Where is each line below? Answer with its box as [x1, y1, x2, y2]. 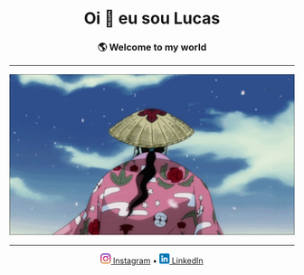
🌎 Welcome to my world [97, 41, 207, 53]
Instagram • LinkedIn [112, 255, 204, 266]
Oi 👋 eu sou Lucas [83, 8, 221, 29]
